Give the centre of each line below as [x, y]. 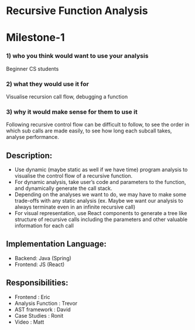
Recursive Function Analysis [77, 11]
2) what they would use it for [47, 84]
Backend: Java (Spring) [43, 258]
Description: [29, 156]
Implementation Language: [57, 244]
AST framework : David [43, 309]
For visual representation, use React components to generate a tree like [101, 213]
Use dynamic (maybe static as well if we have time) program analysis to [101, 170]
